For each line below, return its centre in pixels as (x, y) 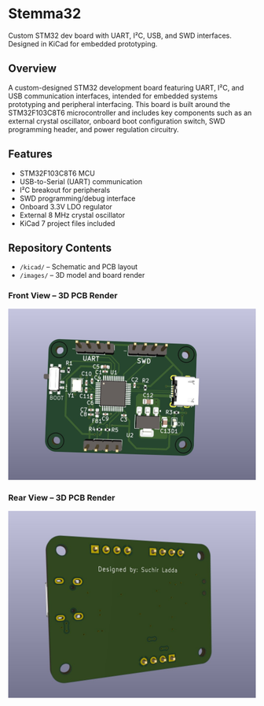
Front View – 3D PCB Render (63, 296)
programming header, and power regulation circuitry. (93, 129)
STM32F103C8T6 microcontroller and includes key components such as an (130, 113)
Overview (33, 69)
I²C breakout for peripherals (65, 190)
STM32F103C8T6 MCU (57, 173)
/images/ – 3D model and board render (82, 275)
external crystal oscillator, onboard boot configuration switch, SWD (117, 121)
